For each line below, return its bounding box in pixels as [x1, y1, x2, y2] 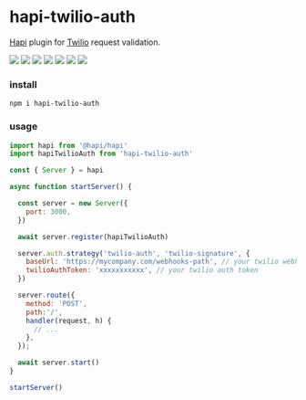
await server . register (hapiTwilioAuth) [17, 232, 169, 241]
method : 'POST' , [25, 299, 88, 308]
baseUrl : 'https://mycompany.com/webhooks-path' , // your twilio [25, 258, 280, 267]
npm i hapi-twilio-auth [9, 99, 100, 109]
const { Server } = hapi [9, 166, 104, 175]
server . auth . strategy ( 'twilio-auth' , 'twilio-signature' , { [17, 248, 250, 258]
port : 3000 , [25, 207, 71, 216]
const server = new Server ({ [17, 199, 128, 208]
